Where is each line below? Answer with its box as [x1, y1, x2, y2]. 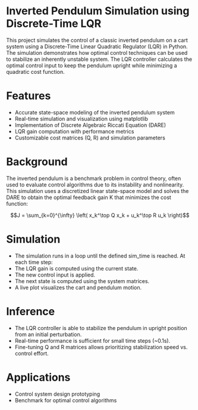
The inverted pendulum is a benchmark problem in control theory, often [6, 175, 181, 182]
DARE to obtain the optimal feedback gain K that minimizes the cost [6, 194, 171, 201]
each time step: [14, 258, 54, 266]
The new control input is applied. [14, 271, 96, 278]
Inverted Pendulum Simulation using [6, 4, 190, 18]
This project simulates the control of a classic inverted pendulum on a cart [6, 36, 188, 44]
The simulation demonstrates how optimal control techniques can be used [6, 49, 188, 56]
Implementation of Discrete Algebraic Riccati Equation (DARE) [14, 121, 166, 129]
